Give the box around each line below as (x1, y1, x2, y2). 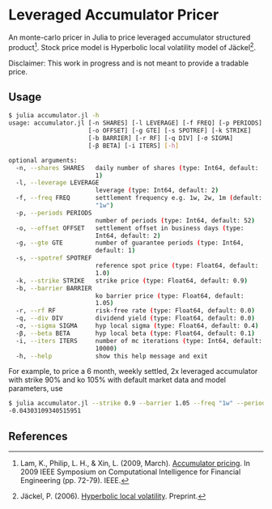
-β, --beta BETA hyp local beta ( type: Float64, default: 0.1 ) (15, 329, 255, 337)
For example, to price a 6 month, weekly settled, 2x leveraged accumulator (8, 367, 258, 376)
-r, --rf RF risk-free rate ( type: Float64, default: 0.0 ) (15, 307, 255, 315)
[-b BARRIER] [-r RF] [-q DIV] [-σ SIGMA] (87, 134, 233, 142)
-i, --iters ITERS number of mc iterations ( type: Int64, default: (15, 337, 263, 345)
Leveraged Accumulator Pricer (8, 6, 219, 24)
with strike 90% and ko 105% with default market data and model (8, 375, 227, 385)
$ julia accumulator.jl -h (8, 112, 100, 120)
